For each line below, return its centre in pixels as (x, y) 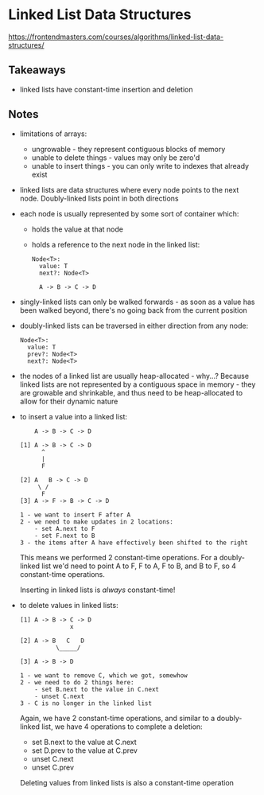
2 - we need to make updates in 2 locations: (96, 522)
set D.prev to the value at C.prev (84, 750)
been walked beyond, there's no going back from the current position (134, 310)
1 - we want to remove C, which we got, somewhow (104, 675)
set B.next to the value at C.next (84, 742)
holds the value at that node (77, 229)
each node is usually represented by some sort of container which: (129, 213)
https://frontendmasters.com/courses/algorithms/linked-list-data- (116, 37)
